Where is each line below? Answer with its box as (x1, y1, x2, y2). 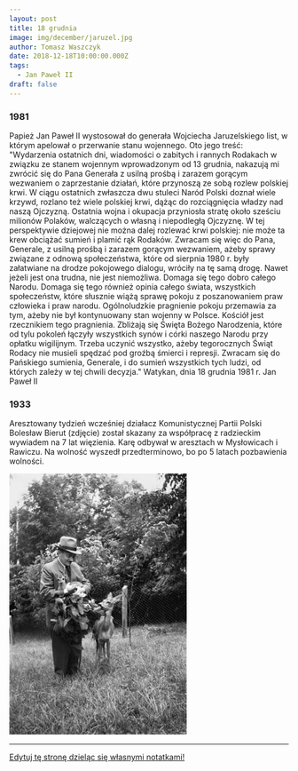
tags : (9, 61, 29, 70)
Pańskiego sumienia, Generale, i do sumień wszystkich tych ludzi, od (9, 357, 262, 368)
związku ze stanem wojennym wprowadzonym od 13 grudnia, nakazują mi (9, 159, 279, 170)
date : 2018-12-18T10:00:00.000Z (9, 52, 129, 61)
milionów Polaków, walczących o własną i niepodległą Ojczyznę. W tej (9, 216, 265, 227)
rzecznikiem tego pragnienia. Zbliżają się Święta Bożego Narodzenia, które (9, 320, 283, 330)
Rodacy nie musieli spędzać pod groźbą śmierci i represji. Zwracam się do (9, 347, 281, 359)
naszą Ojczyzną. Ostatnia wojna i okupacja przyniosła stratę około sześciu (9, 206, 281, 217)
